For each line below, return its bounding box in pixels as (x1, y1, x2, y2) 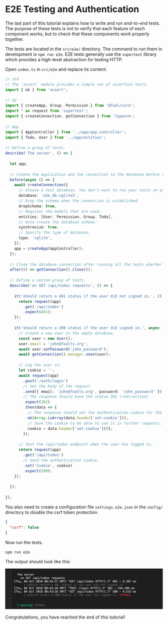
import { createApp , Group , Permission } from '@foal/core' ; (5, 103, 135, 108)
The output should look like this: (5, 558, 71, 564)
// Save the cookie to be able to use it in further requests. (27, 421, 162, 426)
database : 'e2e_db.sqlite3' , (18, 193, 79, 198)
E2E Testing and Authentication (5, 4, 139, 15)
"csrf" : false (9, 525, 39, 530)
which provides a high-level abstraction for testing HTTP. (5, 56, 123, 62)
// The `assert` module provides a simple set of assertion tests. (5, 82, 149, 87)
